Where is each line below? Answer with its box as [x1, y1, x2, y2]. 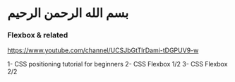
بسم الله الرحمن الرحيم [7, 5, 129, 21]
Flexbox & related [7, 30, 68, 40]
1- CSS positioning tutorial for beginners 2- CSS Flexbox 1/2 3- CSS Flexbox [7, 60, 228, 69]
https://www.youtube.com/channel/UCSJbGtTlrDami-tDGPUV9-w [7, 46, 199, 54]
